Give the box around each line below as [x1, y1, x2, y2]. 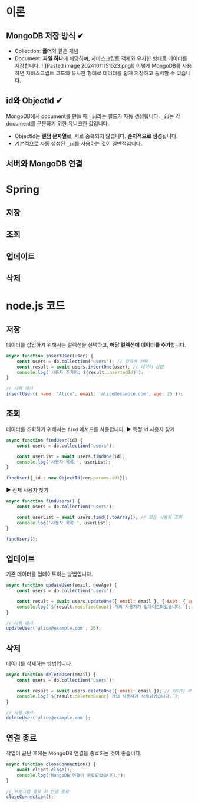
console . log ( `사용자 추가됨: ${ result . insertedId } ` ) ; [16, 369, 144, 375]
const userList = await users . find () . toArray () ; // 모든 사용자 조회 [16, 514, 183, 520]
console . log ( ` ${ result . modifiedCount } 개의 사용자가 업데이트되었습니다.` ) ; [16, 604, 191, 610]
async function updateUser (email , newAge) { [6, 582, 117, 589]
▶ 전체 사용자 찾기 [6, 487, 49, 494]
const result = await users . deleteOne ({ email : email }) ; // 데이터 [16, 688, 184, 694]
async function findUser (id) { [6, 437, 83, 443]
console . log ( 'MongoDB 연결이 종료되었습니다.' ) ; [16, 772, 126, 778]
